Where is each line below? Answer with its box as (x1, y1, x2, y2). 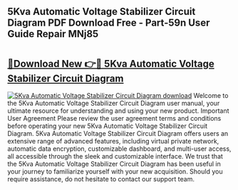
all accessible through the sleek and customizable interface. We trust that (7, 152, 223, 160)
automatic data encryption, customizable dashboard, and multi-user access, (7, 144, 232, 153)
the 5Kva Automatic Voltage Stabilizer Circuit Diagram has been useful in (7, 160, 221, 168)
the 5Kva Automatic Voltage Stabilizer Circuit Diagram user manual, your (7, 99, 220, 107)
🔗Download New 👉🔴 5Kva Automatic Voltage (7, 57, 215, 70)
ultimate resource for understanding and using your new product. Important (7, 106, 229, 115)
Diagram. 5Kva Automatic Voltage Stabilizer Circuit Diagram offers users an (7, 129, 229, 138)
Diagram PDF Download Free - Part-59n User (7, 17, 210, 29)
